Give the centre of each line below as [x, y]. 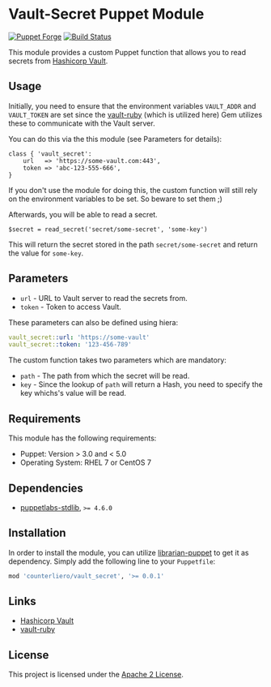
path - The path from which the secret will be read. [105, 376]
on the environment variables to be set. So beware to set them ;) [115, 199]
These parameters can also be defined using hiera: [93, 322]
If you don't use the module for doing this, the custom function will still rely [133, 190]
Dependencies [46, 488]
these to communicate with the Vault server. [82, 123]
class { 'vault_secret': [50, 154]
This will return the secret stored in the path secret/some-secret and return [133, 244]
